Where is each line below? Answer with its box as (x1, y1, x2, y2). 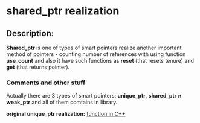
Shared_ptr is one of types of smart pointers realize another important (6, 44, 182, 51)
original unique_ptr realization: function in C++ (6, 110, 126, 118)
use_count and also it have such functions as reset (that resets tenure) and (6, 57, 195, 64)
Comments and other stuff (6, 78, 86, 87)
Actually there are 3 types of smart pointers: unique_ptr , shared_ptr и (6, 92, 181, 99)
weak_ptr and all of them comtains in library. (6, 98, 118, 106)
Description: (6, 28, 54, 39)
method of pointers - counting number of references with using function (6, 51, 186, 58)
